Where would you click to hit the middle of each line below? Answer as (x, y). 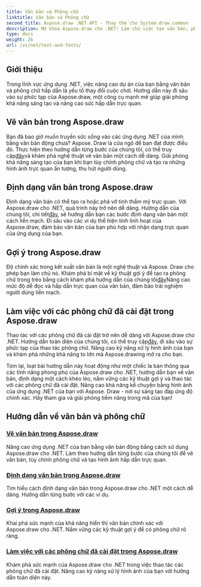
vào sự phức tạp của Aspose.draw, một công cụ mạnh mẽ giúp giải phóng (97, 97)
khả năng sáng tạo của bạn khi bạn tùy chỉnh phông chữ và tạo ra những (96, 162)
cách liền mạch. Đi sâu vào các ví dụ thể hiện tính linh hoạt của (84, 221)
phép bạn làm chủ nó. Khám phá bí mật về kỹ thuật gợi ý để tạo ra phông (96, 273)
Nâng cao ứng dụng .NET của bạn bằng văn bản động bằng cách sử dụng (97, 447)
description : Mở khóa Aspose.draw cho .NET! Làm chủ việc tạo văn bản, (97, 29)
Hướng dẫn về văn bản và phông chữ (76, 417)
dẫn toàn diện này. (29, 577)
